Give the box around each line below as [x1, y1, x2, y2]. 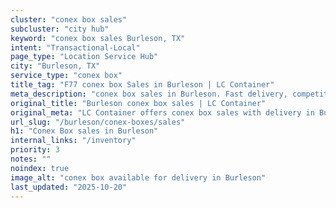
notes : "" [10, 154, 52, 164]
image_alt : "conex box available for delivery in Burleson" [10, 172, 267, 183]
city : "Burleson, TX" [10, 61, 101, 71]
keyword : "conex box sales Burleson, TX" [10, 33, 186, 43]
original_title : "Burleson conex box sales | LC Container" [10, 98, 267, 108]
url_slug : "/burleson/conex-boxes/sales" [10, 117, 186, 127]
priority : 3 [10, 145, 60, 155]
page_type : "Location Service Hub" [10, 52, 159, 62]
